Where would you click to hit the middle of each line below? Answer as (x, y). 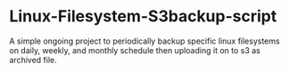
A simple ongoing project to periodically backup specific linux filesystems (144, 41)
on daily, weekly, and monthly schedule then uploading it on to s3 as (135, 50)
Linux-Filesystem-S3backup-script (143, 16)
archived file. (33, 60)
